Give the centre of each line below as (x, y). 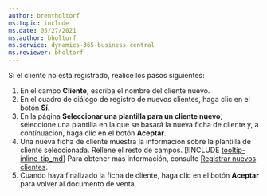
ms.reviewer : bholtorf (46, 53)
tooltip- (233, 150)
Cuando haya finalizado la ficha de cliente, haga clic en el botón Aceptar (139, 175)
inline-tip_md (41, 159)
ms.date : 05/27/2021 (43, 30)
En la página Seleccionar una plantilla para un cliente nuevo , (121, 116)
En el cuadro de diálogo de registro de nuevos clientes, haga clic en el (135, 99)
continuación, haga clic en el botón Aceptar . (93, 133)
